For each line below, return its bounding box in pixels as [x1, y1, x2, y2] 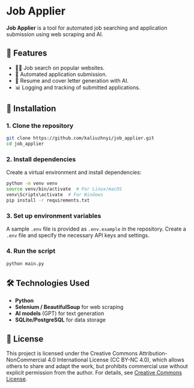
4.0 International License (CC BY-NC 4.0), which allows [47, 356, 184, 363]
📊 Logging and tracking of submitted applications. [14, 83, 141, 91]
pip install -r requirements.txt [6, 197, 90, 203]
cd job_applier [6, 141, 44, 147]
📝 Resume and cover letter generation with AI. [14, 77, 129, 84]
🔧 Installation [6, 104, 56, 114]
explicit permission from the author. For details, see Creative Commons [6, 369, 182, 377]
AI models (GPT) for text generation [14, 310, 105, 317]
